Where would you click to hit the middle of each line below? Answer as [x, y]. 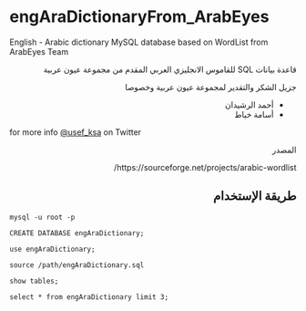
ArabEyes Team [39, 51]
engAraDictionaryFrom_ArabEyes [139, 17]
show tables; [34, 281]
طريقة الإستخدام [255, 197]
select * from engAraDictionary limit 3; [89, 297]
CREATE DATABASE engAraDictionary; [77, 233]
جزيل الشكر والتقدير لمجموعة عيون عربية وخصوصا [210, 87]
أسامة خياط [254, 114]
